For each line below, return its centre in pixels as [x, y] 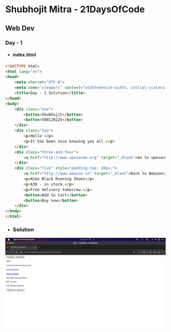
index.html [24, 55]
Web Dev [20, 28]
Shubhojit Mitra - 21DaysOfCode [75, 9]
